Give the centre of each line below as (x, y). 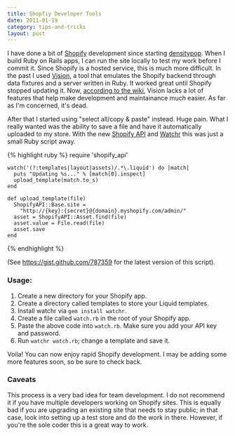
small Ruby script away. (41, 142)
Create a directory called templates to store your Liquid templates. (113, 303)
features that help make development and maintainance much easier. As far (116, 98)
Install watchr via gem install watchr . (72, 310)
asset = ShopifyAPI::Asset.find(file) (70, 217)
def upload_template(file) (47, 199)
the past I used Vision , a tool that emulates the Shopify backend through (112, 76)
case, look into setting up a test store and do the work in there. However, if (115, 417)
